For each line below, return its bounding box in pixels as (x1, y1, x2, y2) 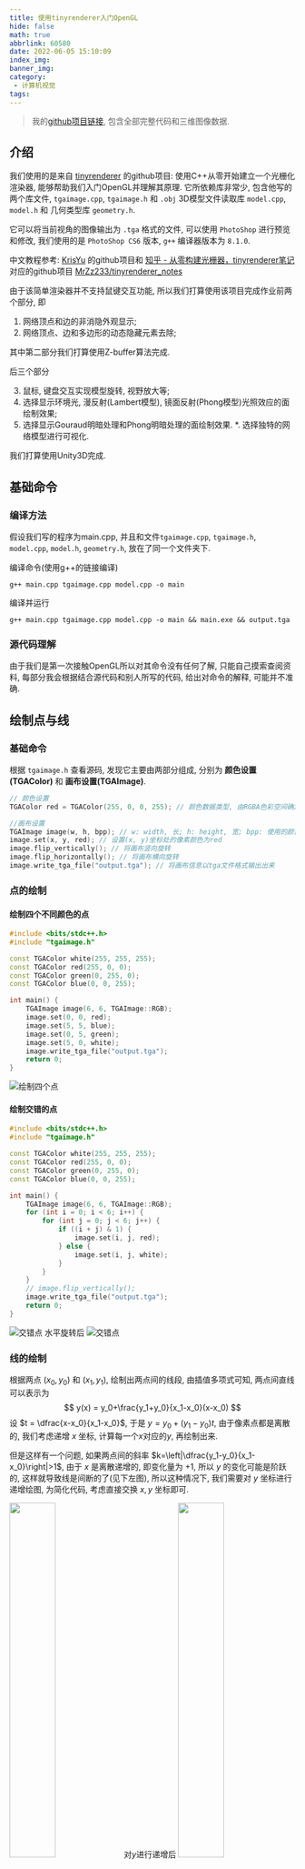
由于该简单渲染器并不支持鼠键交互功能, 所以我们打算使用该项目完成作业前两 (9, 286, 292, 296)
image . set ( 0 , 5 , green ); (25, 1030, 120, 1039)
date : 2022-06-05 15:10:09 (9, 47, 112, 56)
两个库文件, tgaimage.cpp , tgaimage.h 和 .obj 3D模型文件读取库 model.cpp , (9, 193, 287, 205)
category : (9, 73, 47, 82)
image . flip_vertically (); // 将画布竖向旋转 (9, 844, 171, 853)
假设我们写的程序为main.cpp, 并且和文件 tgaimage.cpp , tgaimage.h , (9, 531, 257, 542)
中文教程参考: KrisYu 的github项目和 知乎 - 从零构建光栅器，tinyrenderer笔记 (9, 255, 295, 266)
